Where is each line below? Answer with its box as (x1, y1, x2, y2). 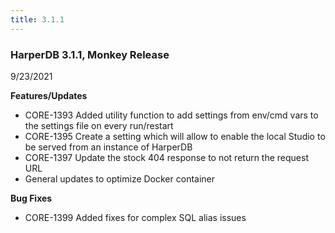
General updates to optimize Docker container (24, 172, 216, 185)
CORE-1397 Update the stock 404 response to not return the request (24, 151, 310, 163)
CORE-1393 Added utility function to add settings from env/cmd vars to (24, 109, 319, 121)
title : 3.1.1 (10, 14, 65, 25)
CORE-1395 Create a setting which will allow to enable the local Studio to (24, 130, 326, 142)
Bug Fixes (10, 192, 53, 204)
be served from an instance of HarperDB (24, 141, 193, 153)
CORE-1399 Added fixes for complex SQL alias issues (24, 211, 247, 223)
